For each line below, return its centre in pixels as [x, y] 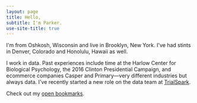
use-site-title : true [33, 28]
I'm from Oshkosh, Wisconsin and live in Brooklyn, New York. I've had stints [99, 45]
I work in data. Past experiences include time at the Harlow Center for [91, 63]
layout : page [22, 12]
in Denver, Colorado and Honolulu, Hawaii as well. [67, 52]
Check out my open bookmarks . [45, 93]
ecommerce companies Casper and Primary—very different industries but [96, 76]
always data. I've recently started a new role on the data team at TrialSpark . [99, 82]
